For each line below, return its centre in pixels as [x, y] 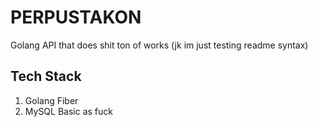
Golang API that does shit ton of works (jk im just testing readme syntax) [159, 45]
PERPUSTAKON [76, 17]
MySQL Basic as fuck [68, 111]
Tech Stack [46, 76]
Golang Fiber [51, 100]
